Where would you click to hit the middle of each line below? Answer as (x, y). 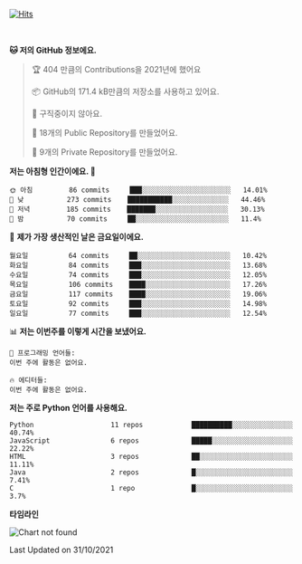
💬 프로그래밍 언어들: (42, 353)
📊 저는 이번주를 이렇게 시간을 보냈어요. (78, 331)
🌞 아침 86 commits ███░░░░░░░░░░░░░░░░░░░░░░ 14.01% (139, 190)
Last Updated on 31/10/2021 (61, 550)
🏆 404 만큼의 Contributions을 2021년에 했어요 (116, 69)
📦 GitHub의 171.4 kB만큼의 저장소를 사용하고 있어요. (125, 91)
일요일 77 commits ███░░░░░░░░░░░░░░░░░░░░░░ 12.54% (138, 313)
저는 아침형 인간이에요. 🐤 (53, 171)
